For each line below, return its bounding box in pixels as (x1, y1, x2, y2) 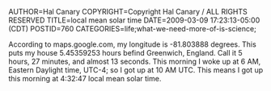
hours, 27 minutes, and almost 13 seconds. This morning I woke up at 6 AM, (8, 56, 261, 66)
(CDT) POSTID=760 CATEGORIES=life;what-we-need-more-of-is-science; (8, 24, 256, 33)
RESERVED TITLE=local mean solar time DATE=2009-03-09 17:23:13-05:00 (8, 15, 260, 25)
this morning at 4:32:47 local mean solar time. (8, 74, 162, 83)
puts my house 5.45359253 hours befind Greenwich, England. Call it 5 (8, 48, 243, 57)
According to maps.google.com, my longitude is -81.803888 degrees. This (8, 39, 256, 49)
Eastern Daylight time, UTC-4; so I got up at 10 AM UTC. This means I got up (8, 65, 264, 75)
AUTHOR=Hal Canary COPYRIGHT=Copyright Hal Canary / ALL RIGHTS (8, 7, 248, 16)
